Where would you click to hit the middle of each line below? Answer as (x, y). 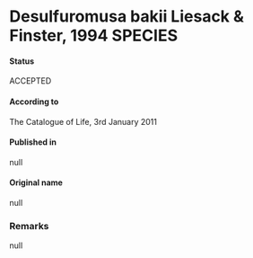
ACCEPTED (31, 81)
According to (34, 102)
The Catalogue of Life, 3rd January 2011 (83, 121)
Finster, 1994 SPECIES (93, 36)
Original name (36, 182)
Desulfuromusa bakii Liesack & (127, 17)
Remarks (29, 226)
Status (22, 61)
